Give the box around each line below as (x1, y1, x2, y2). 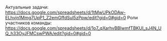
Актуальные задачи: (5, 4, 49, 10)
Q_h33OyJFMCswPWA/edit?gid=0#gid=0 (5, 31, 91, 36)
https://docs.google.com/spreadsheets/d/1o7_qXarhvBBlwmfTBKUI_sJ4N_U (5, 25, 162, 31)
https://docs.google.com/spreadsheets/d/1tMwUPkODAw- (5, 9, 126, 15)
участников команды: (5, 20, 52, 26)
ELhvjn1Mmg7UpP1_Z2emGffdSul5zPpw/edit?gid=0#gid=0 (5, 15, 126, 20)
